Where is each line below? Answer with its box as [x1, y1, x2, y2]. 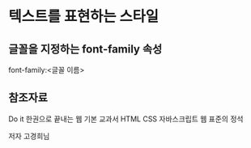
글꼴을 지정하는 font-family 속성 [8, 42, 163, 56]
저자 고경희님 [8, 131, 50, 141]
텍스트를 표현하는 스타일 [8, 7, 160, 26]
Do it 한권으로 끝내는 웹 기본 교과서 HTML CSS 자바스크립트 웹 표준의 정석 [8, 114, 244, 124]
